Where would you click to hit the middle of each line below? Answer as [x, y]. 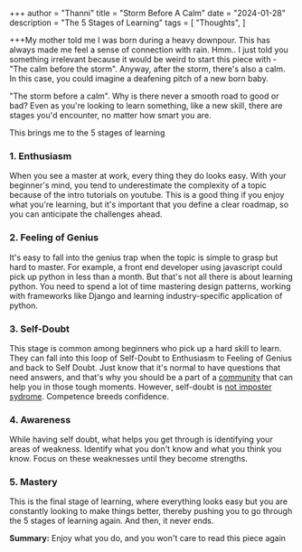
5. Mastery [33, 482]
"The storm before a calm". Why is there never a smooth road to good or [144, 96]
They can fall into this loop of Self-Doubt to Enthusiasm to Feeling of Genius [151, 358]
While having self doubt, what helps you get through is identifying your [141, 440]
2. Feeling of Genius [54, 238]
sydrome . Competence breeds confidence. [90, 396]
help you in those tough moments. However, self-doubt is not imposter [141, 387]
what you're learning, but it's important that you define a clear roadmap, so [149, 205]
